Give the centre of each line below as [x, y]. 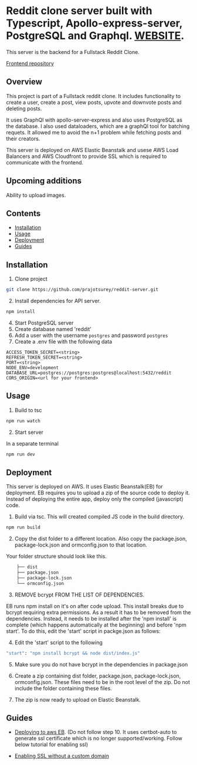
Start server [29, 432]
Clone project [31, 279]
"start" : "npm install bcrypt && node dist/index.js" [73, 653]
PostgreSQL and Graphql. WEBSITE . [95, 36]
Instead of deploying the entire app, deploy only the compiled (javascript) [95, 499]
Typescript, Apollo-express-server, [94, 23]
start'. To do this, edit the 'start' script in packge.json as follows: [83, 631]
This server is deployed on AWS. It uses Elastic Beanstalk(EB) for [84, 487]
